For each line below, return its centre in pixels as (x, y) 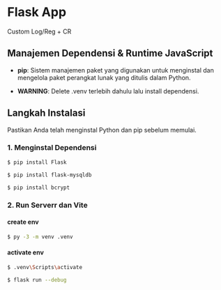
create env (23, 222)
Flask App (37, 12)
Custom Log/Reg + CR (39, 31)
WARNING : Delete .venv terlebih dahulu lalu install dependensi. (108, 91)
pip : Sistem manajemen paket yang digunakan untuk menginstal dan (115, 70)
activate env (25, 252)
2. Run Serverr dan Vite (48, 205)
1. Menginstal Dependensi (52, 148)
